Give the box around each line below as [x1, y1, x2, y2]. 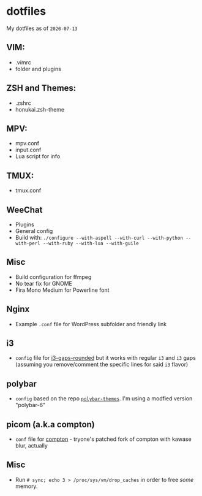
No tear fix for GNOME [15, 280, 72, 287]
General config [15, 227, 53, 234]
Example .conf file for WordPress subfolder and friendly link [15, 320, 167, 327]
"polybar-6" [15, 402, 46, 409]
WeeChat [6, 204, 43, 215]
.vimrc [15, 58, 32, 66]
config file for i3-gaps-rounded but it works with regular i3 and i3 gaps [15, 354, 196, 362]
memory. [15, 483, 38, 490]
